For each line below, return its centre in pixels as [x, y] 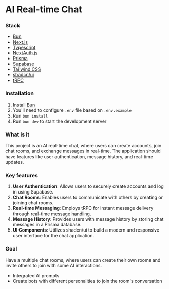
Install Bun [24, 105]
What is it [17, 134]
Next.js [20, 42]
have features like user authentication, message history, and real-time [79, 157]
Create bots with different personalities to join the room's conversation [87, 281]
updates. [15, 162]
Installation [20, 93]
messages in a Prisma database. [47, 225]
